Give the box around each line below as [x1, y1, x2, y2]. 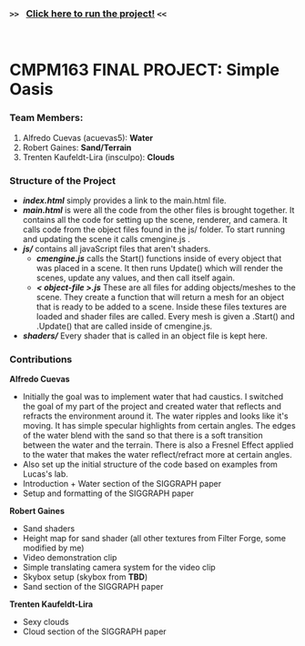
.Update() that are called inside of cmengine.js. [36, 321, 213, 332]
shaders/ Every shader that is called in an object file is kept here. [22, 330, 269, 341]
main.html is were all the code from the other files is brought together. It [22, 205, 295, 216]
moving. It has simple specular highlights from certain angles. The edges [22, 420, 296, 431]
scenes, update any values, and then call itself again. [36, 272, 235, 284]
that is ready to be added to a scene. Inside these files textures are [36, 301, 287, 312]
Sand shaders [22, 523, 76, 534]
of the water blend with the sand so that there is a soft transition [22, 430, 263, 441]
